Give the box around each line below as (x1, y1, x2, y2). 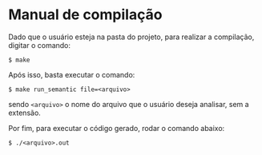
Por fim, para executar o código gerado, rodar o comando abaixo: (8, 123, 225, 133)
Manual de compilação (8, 6, 163, 24)
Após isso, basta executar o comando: (8, 70, 135, 79)
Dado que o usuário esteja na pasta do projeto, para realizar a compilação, (8, 32, 255, 42)
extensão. (8, 108, 42, 117)
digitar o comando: (8, 40, 71, 50)
